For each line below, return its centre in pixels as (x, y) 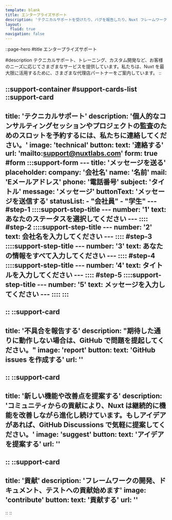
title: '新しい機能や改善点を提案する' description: (84, 396)
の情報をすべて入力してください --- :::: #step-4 (80, 255)
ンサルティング (29, 126)
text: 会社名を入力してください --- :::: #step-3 (79, 236)
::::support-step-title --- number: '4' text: (73, 265)
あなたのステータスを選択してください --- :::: (77, 219)
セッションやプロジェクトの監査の (106, 126)
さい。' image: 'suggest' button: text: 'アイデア (88, 435)
